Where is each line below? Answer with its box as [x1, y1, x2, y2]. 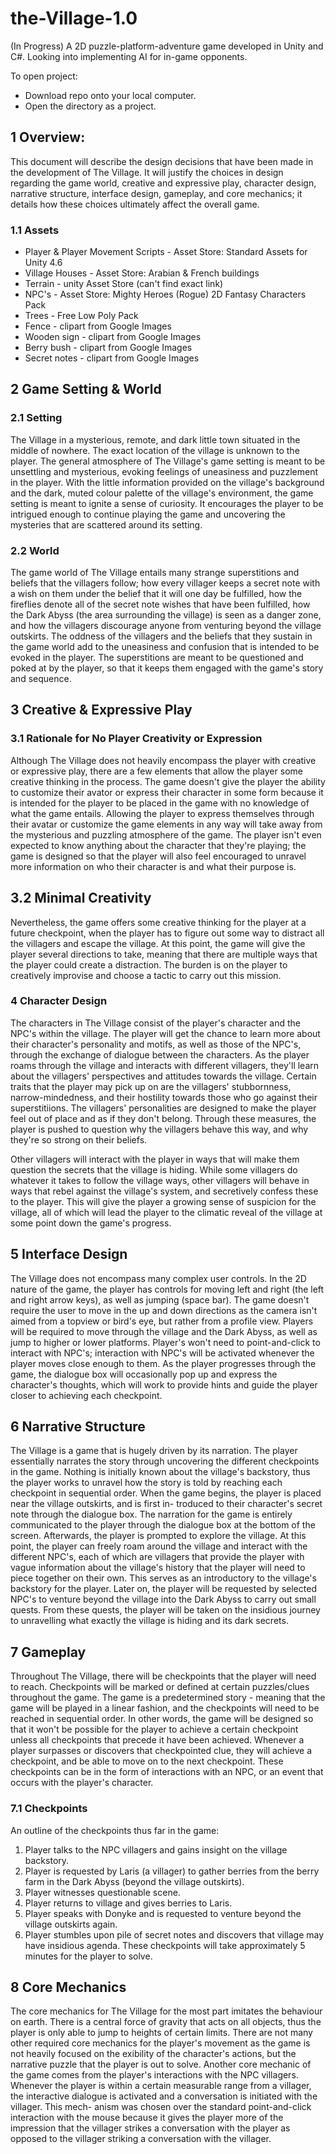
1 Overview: [10, 129, 86, 146]
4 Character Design [10, 994, 108, 1008]
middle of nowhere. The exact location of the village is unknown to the [10, 444, 300, 456]
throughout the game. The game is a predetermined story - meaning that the [10, 1692, 326, 1704]
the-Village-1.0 [10, 7, 138, 30]
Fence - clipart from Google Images [24, 320, 172, 332]
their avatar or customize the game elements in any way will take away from [10, 818, 323, 830]
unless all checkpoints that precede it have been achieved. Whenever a [10, 1734, 305, 1746]
